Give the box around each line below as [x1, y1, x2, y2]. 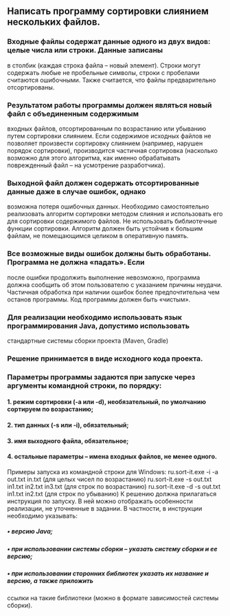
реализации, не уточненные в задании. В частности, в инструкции [7, 504, 203, 512]
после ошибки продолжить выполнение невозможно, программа [7, 273, 200, 282]
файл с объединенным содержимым [7, 109, 139, 118]
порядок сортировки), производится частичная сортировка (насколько [7, 146, 218, 154]
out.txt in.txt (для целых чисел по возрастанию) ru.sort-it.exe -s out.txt [7, 475, 212, 483]
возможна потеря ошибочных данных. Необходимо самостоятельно [7, 202, 209, 211]
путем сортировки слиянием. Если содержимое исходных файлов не [7, 131, 211, 140]
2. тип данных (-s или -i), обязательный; [7, 421, 129, 429]
